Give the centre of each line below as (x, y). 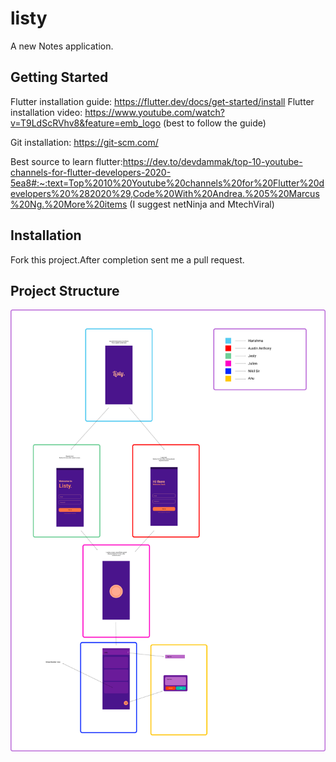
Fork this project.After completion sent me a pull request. (127, 259)
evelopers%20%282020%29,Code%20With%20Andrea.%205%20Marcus (165, 193)
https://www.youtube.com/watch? (154, 112)
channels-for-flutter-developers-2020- (91, 172)
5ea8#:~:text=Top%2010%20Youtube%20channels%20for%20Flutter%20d (167, 183)
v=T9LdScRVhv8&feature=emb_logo (86, 123)
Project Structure (65, 290)
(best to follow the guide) (215, 123)
